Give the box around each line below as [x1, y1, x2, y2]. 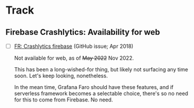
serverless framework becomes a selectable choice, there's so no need [14, 90, 189, 97]
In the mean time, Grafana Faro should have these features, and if [14, 84, 174, 91]
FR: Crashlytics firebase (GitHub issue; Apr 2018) [14, 42, 134, 50]
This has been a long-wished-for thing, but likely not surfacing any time [14, 66, 188, 73]
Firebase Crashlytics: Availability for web [5, 27, 160, 37]
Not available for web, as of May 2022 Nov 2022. [14, 54, 134, 62]
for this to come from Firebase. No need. [14, 96, 113, 103]
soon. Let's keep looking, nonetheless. [14, 72, 108, 80]
